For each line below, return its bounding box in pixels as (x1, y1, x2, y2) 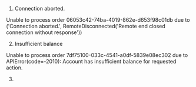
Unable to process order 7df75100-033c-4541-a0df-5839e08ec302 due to (6, 52, 188, 58)
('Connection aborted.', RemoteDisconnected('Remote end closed (6, 23, 166, 29)
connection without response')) (6, 29, 82, 36)
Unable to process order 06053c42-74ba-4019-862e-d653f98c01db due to (6, 16, 190, 23)
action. (6, 64, 23, 71)
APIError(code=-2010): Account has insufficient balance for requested (6, 58, 177, 65)
